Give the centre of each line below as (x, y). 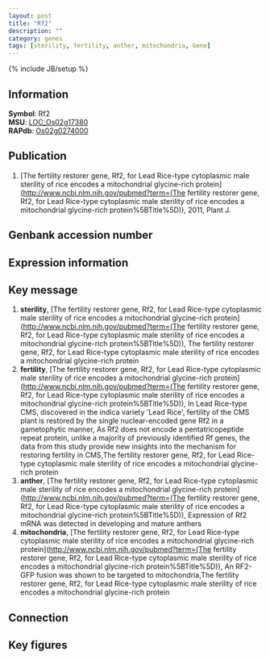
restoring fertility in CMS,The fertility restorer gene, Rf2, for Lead (127, 455)
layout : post (30, 16)
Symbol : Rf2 (29, 113)
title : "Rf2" (30, 23)
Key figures (38, 645)
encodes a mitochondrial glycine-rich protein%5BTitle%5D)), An (127, 566)
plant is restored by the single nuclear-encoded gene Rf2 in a (122, 421)
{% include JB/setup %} (48, 69)
